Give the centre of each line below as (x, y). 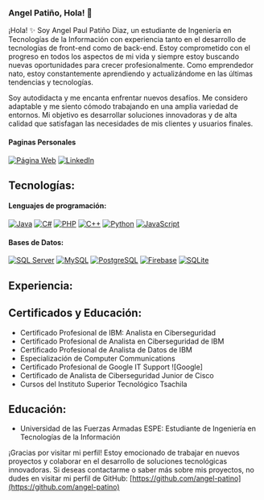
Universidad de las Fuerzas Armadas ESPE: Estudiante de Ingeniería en (138, 429)
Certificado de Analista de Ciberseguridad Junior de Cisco (117, 375)
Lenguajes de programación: (58, 206)
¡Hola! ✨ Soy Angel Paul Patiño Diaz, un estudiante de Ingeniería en (120, 31)
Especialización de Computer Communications (97, 358)
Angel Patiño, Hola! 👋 (50, 13)
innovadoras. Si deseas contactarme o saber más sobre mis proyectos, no (132, 470)
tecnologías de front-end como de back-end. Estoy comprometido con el (130, 48)
